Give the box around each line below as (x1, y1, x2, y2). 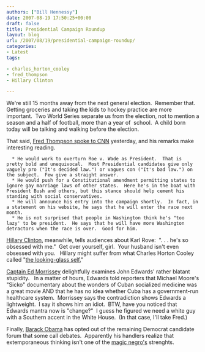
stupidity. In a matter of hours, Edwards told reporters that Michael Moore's (6, 275, 199, 282)
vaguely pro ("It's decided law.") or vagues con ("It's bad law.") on (6, 166, 193, 173)
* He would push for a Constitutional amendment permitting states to (12, 178, 196, 184)
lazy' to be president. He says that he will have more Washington (6, 221, 185, 227)
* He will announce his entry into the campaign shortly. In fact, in (12, 199, 199, 205)
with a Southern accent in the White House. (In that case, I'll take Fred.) (6, 314, 188, 321)
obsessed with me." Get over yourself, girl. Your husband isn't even (6, 243, 179, 251)
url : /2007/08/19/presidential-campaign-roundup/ (6, 37, 136, 44)
